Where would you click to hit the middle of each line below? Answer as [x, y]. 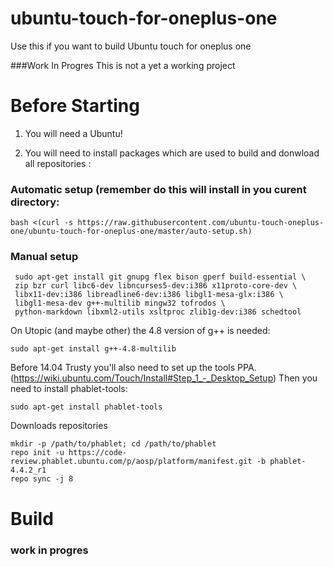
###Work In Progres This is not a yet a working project [123, 65]
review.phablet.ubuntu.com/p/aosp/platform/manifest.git [131, 462]
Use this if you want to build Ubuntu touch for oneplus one [131, 46]
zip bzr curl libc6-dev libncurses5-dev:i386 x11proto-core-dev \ [156, 286]
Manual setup [44, 257]
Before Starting [75, 106]
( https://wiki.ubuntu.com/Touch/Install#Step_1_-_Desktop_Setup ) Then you [164, 378]
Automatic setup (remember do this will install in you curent [158, 189]
